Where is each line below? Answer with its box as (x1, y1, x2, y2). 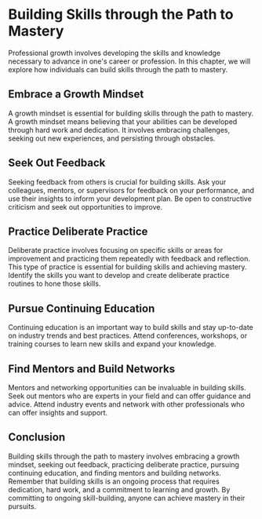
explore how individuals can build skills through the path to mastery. (8, 64, 228, 74)
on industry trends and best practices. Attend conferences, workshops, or (8, 331, 248, 341)
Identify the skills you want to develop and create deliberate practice (8, 271, 230, 280)
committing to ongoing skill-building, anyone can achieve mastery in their (8, 493, 246, 503)
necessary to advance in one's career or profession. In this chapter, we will (8, 57, 251, 66)
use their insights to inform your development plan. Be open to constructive (8, 194, 253, 203)
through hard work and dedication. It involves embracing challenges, (8, 125, 231, 134)
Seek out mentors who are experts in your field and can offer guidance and (8, 391, 251, 400)
